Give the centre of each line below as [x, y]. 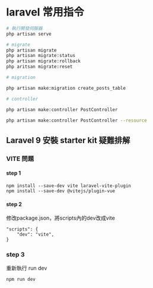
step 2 [14, 204]
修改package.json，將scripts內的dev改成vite [61, 218]
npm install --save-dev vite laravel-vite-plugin [69, 186]
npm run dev [21, 280]
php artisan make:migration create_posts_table [66, 88]
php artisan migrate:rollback [44, 61]
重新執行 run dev [27, 268]
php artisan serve [29, 34]
